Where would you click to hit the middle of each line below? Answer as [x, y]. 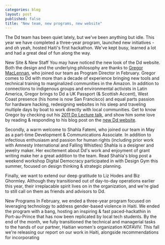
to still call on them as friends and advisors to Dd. [55, 191]
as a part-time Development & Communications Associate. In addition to [78, 135]
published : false [23, 19]
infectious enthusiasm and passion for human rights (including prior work [79, 140]
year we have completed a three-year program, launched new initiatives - [80, 43]
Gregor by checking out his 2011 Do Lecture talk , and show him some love [80, 115]
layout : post [18, 14]
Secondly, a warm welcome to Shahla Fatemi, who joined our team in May [80, 130]
